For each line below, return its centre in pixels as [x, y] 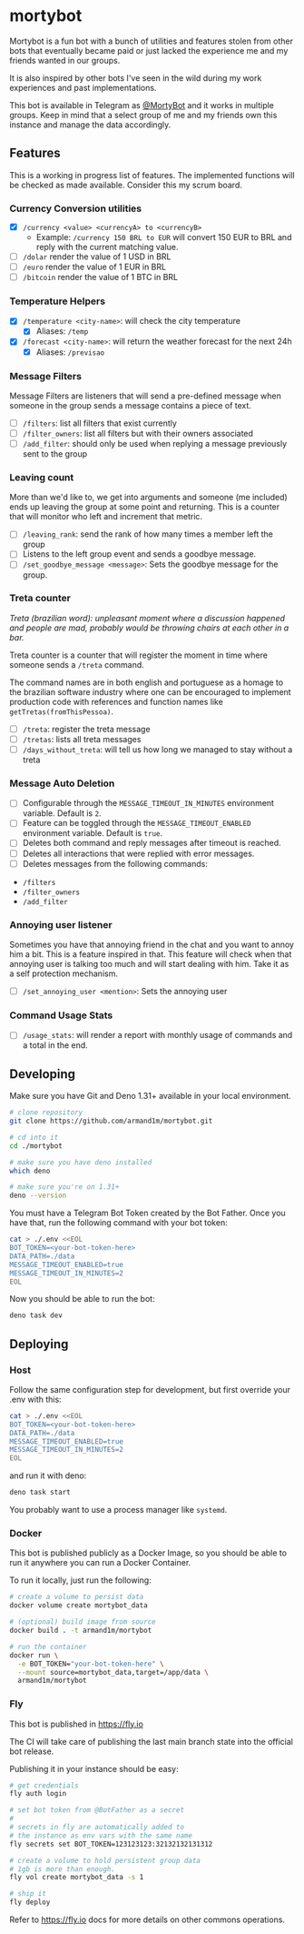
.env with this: [35, 1399]
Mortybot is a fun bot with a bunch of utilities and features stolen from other [151, 41]
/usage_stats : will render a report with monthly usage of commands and [157, 1035]
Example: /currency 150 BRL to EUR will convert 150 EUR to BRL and [164, 237]
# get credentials [44, 1785]
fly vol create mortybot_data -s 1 [77, 1878]
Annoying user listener [61, 924]
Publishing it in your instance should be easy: [94, 1768]
